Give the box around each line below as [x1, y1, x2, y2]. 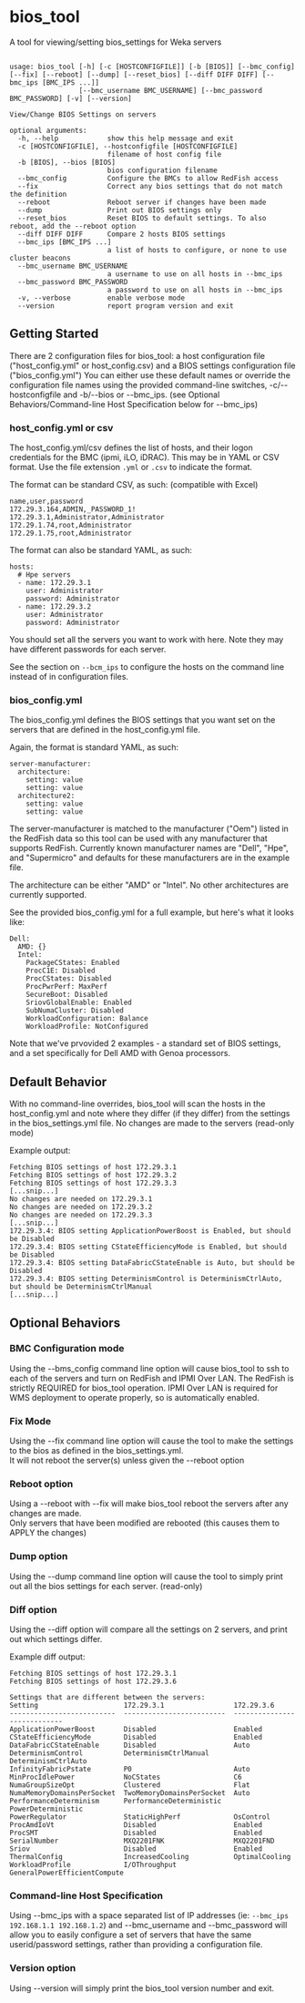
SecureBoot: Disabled [25, 991, 107, 1000]
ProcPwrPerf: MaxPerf [25, 982, 107, 991]
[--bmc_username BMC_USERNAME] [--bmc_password [78, 86, 262, 95]
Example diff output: [9, 1651, 86, 1662]
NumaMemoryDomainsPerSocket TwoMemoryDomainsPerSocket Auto [9, 1789, 250, 1798]
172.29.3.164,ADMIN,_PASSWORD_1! [9, 505, 137, 514]
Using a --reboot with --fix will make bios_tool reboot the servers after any [9, 1498, 289, 1509]
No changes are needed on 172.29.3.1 [9, 1195, 153, 1204]
